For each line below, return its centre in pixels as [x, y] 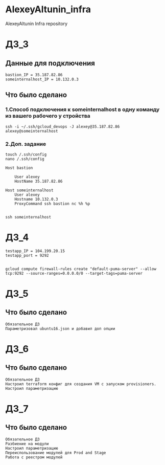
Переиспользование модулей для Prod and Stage [56, 453]
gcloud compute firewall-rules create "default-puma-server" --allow [81, 269]
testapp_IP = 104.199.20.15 [35, 251]
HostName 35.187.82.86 [39, 181]
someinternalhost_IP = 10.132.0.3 [42, 79]
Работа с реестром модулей [34, 457]
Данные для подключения [50, 63]
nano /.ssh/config [25, 159]
